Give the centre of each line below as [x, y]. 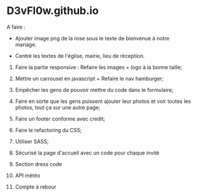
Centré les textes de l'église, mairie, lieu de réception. [80, 56]
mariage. [26, 44]
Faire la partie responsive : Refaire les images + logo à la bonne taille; [99, 67]
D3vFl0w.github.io [53, 11]
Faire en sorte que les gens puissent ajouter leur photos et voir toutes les [103, 101]
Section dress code [39, 164]
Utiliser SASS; [32, 141]
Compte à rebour [36, 187]
